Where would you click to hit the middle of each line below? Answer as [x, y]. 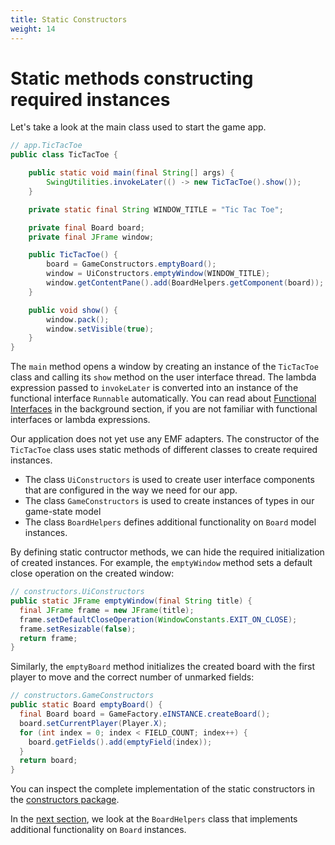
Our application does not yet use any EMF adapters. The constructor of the [165, 439]
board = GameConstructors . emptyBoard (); [131, 264]
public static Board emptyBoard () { [86, 705]
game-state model [63, 512]
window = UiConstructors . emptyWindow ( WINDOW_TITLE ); [158, 274]
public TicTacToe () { [73, 255]
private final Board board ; [86, 227]
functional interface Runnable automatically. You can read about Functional [163, 398]
